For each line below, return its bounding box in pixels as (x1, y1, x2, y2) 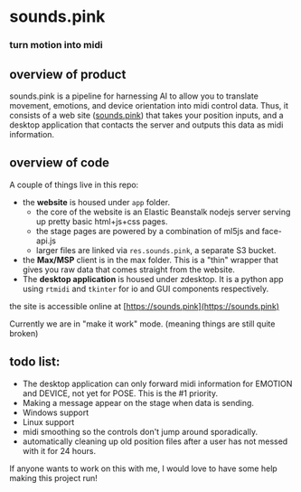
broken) (9, 327, 39, 338)
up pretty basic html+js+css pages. (35, 215, 168, 227)
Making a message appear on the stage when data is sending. (22, 397, 255, 408)
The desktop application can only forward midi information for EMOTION (22, 378, 293, 389)
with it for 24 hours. (22, 445, 97, 456)
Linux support (22, 416, 75, 427)
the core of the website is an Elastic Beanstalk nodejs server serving (35, 206, 291, 217)
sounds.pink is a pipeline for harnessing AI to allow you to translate (9, 90, 259, 101)
